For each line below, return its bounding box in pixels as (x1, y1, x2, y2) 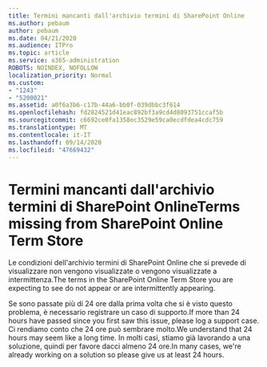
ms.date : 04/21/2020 (8, 34, 78, 42)
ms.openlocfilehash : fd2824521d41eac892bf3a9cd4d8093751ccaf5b (8, 109, 224, 117)
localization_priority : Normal (8, 71, 113, 79)
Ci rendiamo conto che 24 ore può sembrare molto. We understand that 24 (8, 325, 253, 334)
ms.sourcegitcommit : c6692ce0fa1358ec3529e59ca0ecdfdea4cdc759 (8, 116, 224, 124)
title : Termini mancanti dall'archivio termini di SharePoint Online (8, 11, 245, 20)
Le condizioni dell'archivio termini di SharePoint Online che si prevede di (8, 258, 246, 268)
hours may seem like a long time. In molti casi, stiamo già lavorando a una (8, 333, 251, 343)
